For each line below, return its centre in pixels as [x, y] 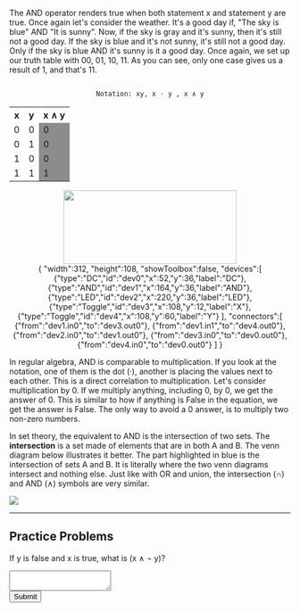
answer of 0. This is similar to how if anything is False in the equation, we [144, 400]
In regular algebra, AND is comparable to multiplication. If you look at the [143, 362]
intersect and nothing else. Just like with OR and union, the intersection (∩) [147, 474]
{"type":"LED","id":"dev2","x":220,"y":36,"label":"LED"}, [150, 297]
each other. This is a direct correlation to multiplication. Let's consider [137, 381]
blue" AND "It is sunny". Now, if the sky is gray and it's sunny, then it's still [146, 32]
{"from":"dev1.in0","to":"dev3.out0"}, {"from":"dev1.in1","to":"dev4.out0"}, [150, 326]
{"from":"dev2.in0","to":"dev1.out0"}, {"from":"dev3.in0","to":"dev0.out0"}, [150, 335]
